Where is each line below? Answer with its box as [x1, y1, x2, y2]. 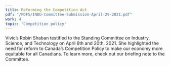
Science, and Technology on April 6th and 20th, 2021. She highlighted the [5, 40, 159, 46]
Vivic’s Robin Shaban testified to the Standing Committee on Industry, [5, 35, 150, 41]
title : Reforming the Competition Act [5, 7, 87, 12]
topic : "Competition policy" [5, 21, 67, 26]
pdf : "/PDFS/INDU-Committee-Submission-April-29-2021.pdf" [5, 12, 133, 17]
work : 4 [5, 16, 22, 21]
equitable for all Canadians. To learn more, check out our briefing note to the [5, 51, 165, 57]
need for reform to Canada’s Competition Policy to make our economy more [5, 45, 163, 51]
